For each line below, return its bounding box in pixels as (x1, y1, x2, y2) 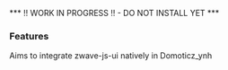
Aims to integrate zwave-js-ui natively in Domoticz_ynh (9, 50, 213, 61)
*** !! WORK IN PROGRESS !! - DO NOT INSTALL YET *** (9, 8, 220, 18)
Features (9, 30, 49, 42)
